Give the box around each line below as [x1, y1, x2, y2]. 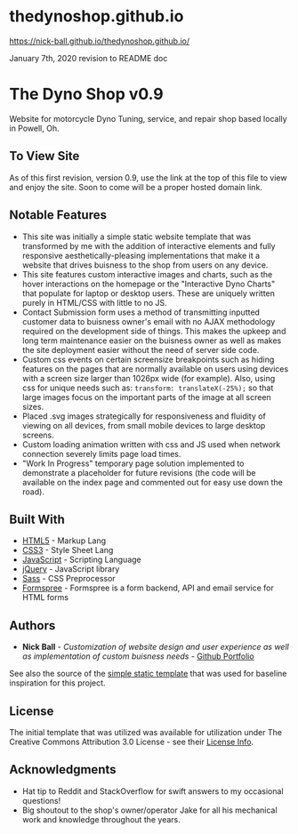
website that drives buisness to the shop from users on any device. [21, 260, 269, 270]
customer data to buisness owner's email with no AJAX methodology [21, 316, 276, 326]
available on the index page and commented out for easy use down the [21, 477, 283, 487]
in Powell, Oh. [9, 123, 60, 133]
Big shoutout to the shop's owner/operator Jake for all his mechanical [21, 805, 278, 815]
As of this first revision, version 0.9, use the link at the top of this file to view [9, 172, 287, 183]
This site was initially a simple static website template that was [21, 231, 252, 242]
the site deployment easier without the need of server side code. [21, 344, 260, 355]
